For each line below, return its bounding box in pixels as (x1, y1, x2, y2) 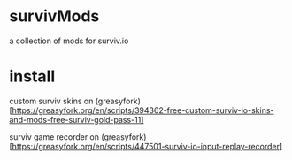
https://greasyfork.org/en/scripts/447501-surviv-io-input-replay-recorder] (12, 141, 283, 151)
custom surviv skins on (9, 95, 94, 106)
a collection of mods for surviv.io (9, 35, 129, 46)
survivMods (9, 6, 100, 27)
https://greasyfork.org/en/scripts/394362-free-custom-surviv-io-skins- (12, 104, 274, 116)
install (9, 66, 56, 87)
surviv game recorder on (9, 131, 100, 142)
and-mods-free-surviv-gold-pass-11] (9, 114, 144, 125)
